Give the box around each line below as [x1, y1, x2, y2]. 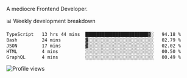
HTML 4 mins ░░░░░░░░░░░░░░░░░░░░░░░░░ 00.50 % [6, 48, 182, 54]
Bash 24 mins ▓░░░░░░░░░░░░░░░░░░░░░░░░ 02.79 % [6, 37, 182, 43]
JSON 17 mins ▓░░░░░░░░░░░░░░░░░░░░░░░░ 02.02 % [6, 43, 182, 49]
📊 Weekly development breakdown [6, 18, 96, 24]
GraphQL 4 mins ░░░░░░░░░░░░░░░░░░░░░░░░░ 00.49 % [6, 54, 182, 60]
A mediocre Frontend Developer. [6, 5, 88, 12]
